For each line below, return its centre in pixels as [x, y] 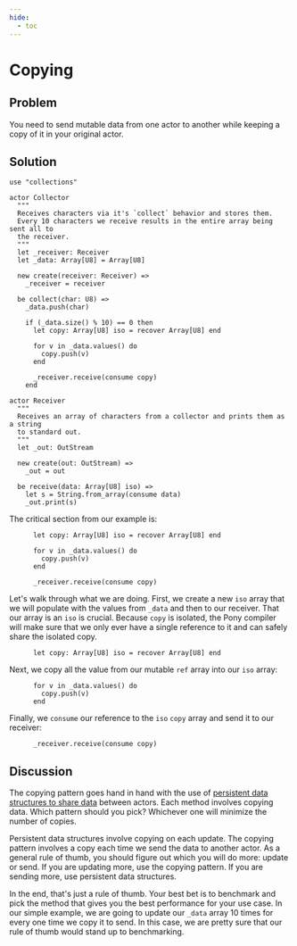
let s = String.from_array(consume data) [103, 495]
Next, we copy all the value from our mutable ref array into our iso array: [144, 669]
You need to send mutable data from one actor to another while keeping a [145, 124]
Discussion [41, 772]
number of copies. [43, 821]
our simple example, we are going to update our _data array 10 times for [141, 913]
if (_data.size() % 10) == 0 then [89, 323]
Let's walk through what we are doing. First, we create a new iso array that [147, 599]
